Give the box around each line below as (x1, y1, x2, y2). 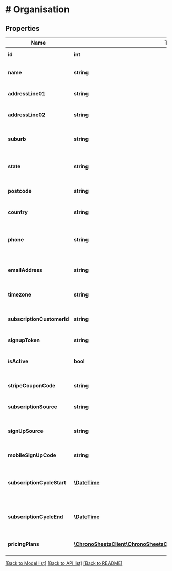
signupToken (8, 336, 40, 344)
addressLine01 (8, 90, 46, 97)
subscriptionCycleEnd (8, 513, 63, 520)
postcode (8, 187, 32, 194)
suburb (8, 136, 26, 142)
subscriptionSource (8, 403, 57, 410)
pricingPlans (8, 541, 39, 547)
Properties (5, 24, 40, 33)
